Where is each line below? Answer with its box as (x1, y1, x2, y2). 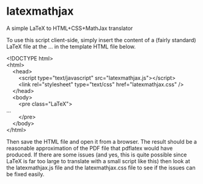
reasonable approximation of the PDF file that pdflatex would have (6, 144, 173, 152)
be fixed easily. (6, 170, 45, 178)
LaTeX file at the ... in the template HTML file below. (6, 43, 136, 50)
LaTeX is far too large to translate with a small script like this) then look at (6, 157, 191, 164)
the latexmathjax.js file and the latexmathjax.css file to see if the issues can (6, 164, 196, 171)
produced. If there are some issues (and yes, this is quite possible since (6, 151, 188, 158)
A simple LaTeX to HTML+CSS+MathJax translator (6, 24, 133, 32)
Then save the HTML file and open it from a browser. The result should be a (6, 138, 197, 145)
